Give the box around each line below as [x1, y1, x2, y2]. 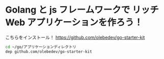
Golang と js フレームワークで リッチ [5, 4, 159, 16]
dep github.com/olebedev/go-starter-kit [5, 49, 93, 54]
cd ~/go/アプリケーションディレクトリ [5, 44, 76, 49]
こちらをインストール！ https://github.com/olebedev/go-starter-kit [5, 34, 145, 40]
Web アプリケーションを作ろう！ [5, 17, 144, 28]
